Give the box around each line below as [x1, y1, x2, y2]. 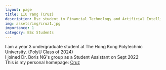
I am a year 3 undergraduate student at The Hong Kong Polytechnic [5, 44, 143, 49]
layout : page [5, 7, 32, 12]
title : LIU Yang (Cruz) [5, 12, 54, 17]
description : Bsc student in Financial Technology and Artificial [5, 16, 145, 21]
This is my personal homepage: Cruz [5, 60, 80, 65]
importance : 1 [5, 26, 35, 31]
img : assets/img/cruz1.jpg [5, 21, 61, 26]
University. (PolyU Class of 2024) [5, 49, 73, 55]
